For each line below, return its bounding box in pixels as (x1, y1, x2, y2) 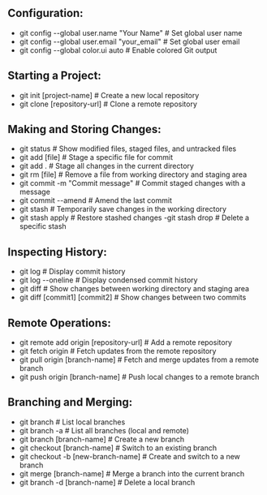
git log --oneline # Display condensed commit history (19, 275, 198, 285)
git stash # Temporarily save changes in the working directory (19, 204, 227, 214)
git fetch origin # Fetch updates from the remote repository (19, 346, 217, 356)
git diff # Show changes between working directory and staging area (19, 284, 249, 294)
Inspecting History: (7, 245, 107, 259)
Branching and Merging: (7, 395, 133, 409)
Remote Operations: (7, 316, 111, 329)
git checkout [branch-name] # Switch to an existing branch (19, 442, 217, 453)
